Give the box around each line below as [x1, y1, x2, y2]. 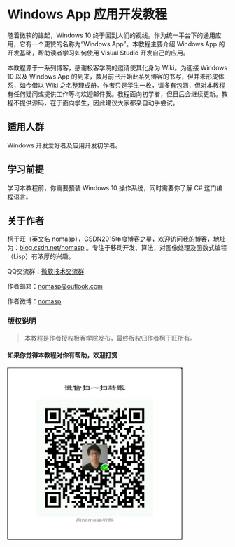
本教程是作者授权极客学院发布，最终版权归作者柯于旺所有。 [24, 334, 197, 342]
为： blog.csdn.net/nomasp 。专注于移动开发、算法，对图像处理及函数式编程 [7, 244, 227, 252]
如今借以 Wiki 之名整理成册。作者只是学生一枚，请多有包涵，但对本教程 [19, 81, 226, 89]
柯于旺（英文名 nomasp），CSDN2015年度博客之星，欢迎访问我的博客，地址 [7, 235, 226, 243]
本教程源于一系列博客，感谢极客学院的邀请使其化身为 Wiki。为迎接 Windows [7, 63, 228, 72]
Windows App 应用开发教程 [7, 6, 168, 22]
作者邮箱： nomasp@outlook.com [7, 282, 104, 291]
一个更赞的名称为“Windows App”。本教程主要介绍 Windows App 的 [31, 39, 225, 48]
